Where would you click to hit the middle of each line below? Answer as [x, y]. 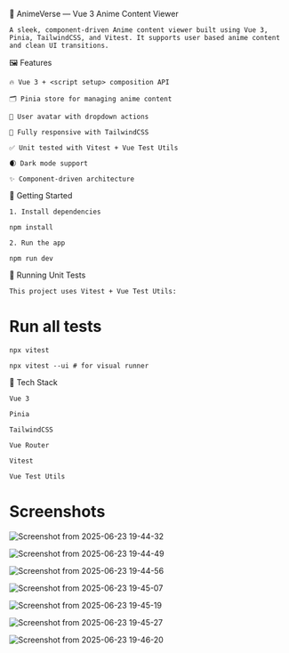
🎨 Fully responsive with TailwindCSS [79, 133]
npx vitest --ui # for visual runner [79, 366]
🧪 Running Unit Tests [48, 275]
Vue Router [29, 445]
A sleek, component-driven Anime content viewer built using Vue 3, [139, 30]
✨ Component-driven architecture [72, 179]
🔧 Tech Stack [33, 382]
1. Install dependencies [55, 212]
